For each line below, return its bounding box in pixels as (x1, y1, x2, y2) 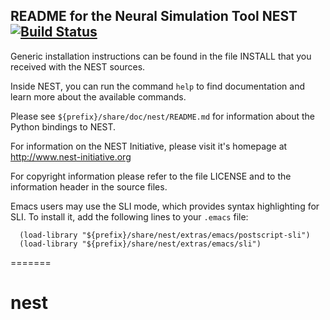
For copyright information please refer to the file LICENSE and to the (10, 170, 292, 182)
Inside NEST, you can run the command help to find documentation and (10, 80, 306, 92)
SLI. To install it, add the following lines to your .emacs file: (10, 210, 249, 223)
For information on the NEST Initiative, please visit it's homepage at (10, 140, 288, 152)
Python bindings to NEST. (10, 120, 117, 133)
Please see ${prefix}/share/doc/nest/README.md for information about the (10, 110, 316, 122)
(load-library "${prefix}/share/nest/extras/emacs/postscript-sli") (19, 230, 311, 240)
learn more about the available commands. (10, 90, 187, 103)
